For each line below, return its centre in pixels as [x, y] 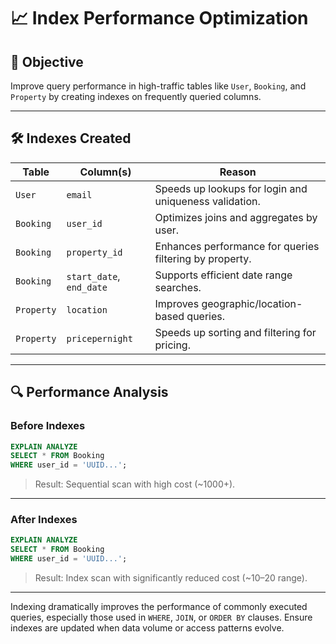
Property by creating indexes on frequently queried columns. [136, 96]
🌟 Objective [47, 61]
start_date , [93, 276]
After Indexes [44, 520]
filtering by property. [203, 258]
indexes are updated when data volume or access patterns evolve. [147, 628]
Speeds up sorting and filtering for [235, 332]
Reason [238, 172]
